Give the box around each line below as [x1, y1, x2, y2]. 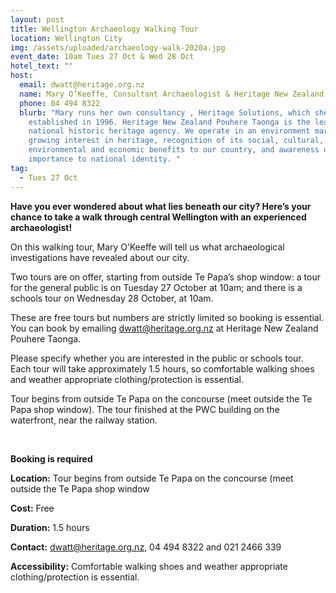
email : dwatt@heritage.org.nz [19, 80, 145, 90]
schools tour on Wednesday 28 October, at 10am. [10, 292, 214, 304]
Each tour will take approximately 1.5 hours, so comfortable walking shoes [10, 362, 315, 375]
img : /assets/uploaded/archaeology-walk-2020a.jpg [10, 42, 226, 53]
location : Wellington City [10, 33, 123, 43]
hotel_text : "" [10, 61, 74, 71]
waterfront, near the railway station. [10, 414, 158, 426]
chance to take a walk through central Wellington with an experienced [10, 211, 307, 223]
